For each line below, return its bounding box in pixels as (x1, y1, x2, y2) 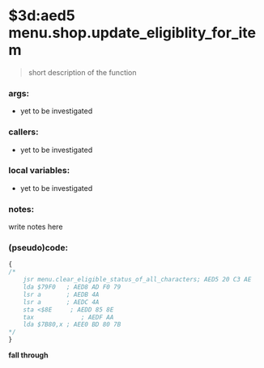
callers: (8, 126, 39, 137)
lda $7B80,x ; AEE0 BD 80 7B (23, 320, 121, 329)
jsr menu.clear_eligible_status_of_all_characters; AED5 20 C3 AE (23, 276, 252, 284)
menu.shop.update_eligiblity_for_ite (8, 23, 257, 42)
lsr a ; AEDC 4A (23, 298, 100, 306)
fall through (8, 350, 49, 360)
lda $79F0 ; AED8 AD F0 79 (23, 283, 121, 291)
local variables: (8, 165, 70, 176)
